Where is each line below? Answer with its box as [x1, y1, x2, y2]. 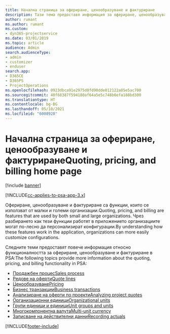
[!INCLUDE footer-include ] [5, 323, 59, 329]
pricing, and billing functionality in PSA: [5, 260, 88, 266]
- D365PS [5, 78, 24, 83]
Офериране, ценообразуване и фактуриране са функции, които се [5, 202, 149, 208]
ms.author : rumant [5, 21, 44, 27]
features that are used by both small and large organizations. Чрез [5, 213, 144, 219]
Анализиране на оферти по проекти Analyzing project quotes [12, 291, 143, 297]
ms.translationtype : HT [5, 97, 56, 102]
